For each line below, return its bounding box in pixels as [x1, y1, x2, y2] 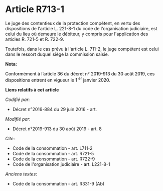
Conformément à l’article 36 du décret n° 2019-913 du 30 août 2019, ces [5, 70, 155, 76]
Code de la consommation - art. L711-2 [12, 145, 93, 151]
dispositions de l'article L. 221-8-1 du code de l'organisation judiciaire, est [5, 25, 157, 31]
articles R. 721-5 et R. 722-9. [5, 36, 64, 42]
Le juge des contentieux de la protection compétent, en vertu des [5, 20, 140, 26]
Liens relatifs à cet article [5, 86, 59, 92]
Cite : [5, 135, 15, 141]
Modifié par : [5, 116, 31, 122]
